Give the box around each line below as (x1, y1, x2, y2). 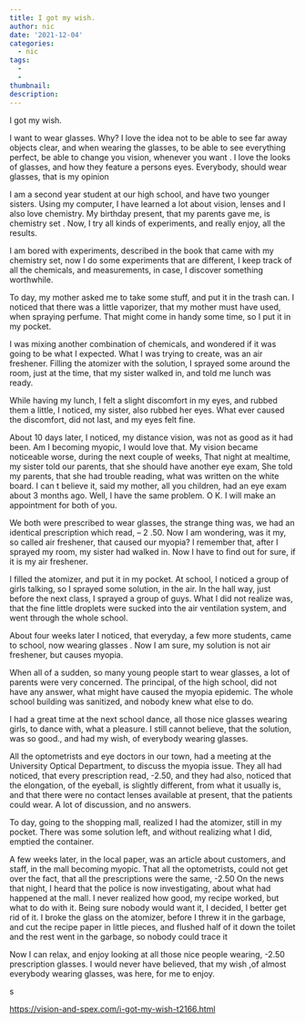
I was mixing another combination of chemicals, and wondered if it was (9, 338, 277, 349)
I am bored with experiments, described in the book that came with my (9, 245, 275, 256)
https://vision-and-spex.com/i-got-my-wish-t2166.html (9, 1003, 216, 1014)
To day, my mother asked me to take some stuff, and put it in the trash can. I (9, 292, 295, 302)
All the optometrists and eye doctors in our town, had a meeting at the (9, 751, 271, 762)
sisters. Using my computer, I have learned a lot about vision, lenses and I (9, 198, 286, 210)
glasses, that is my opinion (9, 170, 109, 182)
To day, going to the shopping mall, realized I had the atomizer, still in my (9, 816, 282, 827)
